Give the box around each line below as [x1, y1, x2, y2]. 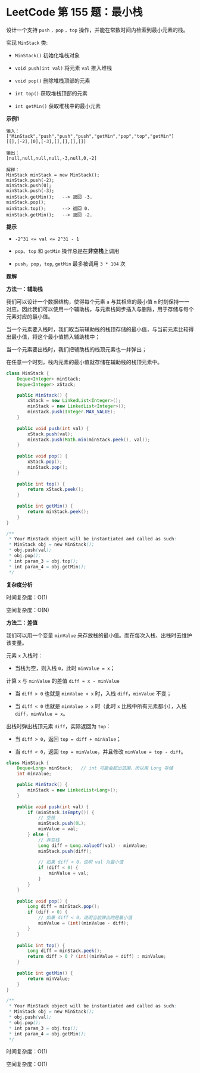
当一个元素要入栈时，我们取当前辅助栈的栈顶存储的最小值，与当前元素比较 [6, 326, 189, 333]
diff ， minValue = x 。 [14, 710, 68, 717]
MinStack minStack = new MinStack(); [6, 172, 100, 178]
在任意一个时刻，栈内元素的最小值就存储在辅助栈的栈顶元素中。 [6, 358, 162, 366]
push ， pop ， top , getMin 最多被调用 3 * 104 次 [14, 260, 126, 267]
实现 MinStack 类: [6, 39, 48, 46]
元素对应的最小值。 [6, 313, 54, 320]
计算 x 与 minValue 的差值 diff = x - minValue [6, 677, 120, 684]
